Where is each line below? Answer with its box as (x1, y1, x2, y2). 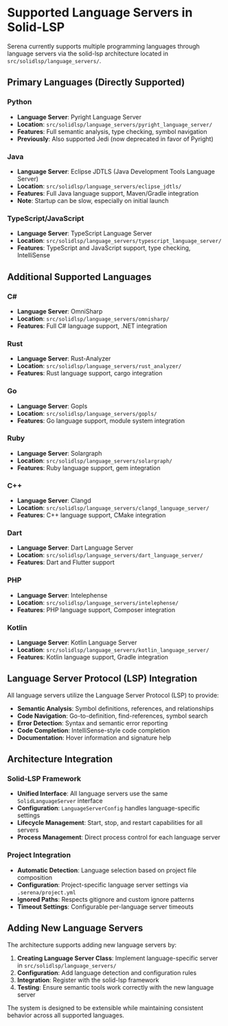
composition (16, 873, 53, 881)
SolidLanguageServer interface (16, 797, 103, 805)
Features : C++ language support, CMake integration (16, 511, 166, 520)
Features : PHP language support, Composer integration (16, 605, 176, 614)
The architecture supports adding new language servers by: (7, 940, 177, 948)
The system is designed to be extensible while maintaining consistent (7, 1003, 204, 1012)
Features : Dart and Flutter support (16, 558, 115, 567)
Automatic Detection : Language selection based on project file (16, 866, 197, 874)
